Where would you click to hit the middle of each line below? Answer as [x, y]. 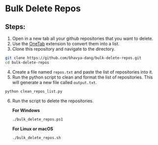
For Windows [26, 110]
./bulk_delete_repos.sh [37, 138]
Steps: [15, 27]
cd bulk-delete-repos [27, 62]
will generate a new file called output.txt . [54, 82]
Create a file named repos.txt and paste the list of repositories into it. [82, 72]
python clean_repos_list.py [34, 91]
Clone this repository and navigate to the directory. [64, 49]
